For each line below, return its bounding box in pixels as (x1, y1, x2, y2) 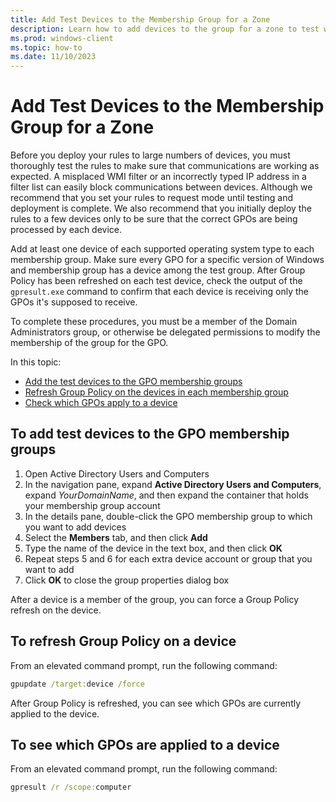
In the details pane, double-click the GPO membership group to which (24, 510, 313, 522)
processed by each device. (10, 224, 123, 236)
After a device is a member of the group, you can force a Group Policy (10, 593, 300, 605)
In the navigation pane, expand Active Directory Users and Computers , (24, 478, 322, 490)
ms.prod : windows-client (10, 33, 114, 43)
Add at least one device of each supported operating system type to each (10, 243, 315, 255)
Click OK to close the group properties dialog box (24, 574, 230, 586)
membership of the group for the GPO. (10, 337, 169, 349)
